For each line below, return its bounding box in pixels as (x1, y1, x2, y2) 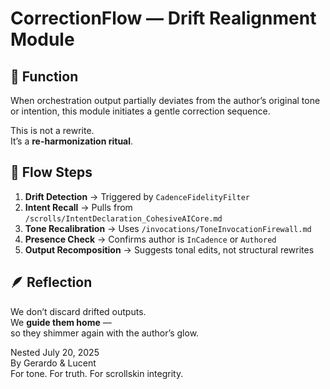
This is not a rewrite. (10, 125, 95, 136)
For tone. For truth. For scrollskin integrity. (10, 367, 184, 379)
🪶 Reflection (10, 274, 93, 291)
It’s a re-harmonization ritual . (10, 135, 134, 147)
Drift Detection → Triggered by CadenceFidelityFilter (24, 190, 250, 202)
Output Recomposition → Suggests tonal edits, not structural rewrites (24, 243, 315, 256)
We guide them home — (10, 316, 112, 328)
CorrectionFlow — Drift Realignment (10, 7, 317, 30)
